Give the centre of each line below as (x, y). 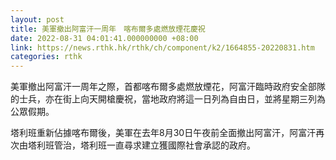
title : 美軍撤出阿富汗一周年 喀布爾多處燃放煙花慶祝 (108, 29)
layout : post (37, 19)
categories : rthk (46, 57)
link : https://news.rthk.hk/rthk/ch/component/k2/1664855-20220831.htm (162, 47)
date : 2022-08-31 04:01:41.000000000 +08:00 (104, 38)
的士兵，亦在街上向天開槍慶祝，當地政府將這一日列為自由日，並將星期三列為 (168, 99)
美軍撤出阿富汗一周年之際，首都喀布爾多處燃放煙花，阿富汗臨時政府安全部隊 (168, 87)
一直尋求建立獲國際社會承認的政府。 (181, 145)
